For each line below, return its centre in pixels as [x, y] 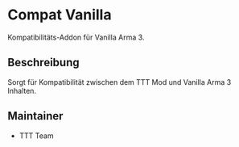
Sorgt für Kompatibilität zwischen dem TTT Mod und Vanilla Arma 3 [119, 82]
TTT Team [36, 136]
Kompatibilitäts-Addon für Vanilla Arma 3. [76, 37]
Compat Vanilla [60, 15]
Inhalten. [22, 90]
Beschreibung [43, 63]
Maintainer [35, 116]
